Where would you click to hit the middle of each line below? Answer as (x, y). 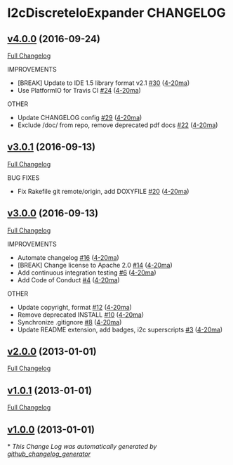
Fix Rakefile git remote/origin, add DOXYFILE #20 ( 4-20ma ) (103, 191)
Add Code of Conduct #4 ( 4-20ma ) (69, 280)
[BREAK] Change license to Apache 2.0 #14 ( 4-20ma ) (95, 265)
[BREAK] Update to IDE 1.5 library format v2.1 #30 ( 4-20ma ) (104, 83)
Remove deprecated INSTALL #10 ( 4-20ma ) (81, 315)
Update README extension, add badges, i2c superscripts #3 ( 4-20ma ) (120, 329)
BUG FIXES (24, 178)
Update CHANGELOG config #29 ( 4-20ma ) (80, 118)
